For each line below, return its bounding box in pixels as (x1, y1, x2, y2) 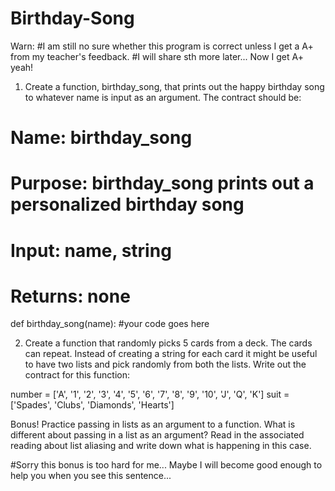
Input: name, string (10, 239, 172, 262)
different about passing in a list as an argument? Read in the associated (10, 429, 305, 441)
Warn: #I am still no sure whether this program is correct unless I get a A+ (10, 40, 314, 52)
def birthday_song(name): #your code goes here (10, 318, 210, 330)
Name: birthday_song (10, 127, 193, 149)
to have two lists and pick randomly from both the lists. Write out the (24, 358, 307, 371)
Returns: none (10, 285, 131, 307)
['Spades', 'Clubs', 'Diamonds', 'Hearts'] (10, 399, 175, 411)
